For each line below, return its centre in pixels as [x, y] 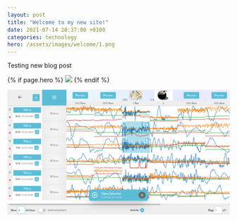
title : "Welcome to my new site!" [58, 22]
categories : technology [42, 37]
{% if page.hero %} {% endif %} [59, 80]
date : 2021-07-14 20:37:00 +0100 [56, 30]
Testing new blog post [39, 65]
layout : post [26, 15]
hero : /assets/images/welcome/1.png [61, 45]
